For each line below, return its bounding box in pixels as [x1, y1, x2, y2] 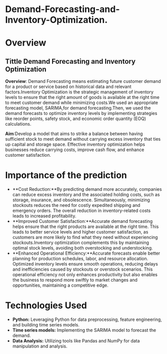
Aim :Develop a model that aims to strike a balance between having [5, 131, 143, 137]
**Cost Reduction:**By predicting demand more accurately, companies [12, 186, 162, 192]
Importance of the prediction [5, 170, 127, 181]
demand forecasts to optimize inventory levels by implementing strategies [5, 110, 157, 116]
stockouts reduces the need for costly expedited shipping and [12, 202, 140, 208]
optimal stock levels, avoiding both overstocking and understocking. [12, 245, 153, 251]
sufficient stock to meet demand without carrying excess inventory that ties [5, 136, 161, 142]
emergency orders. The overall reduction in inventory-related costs [12, 207, 151, 214]
